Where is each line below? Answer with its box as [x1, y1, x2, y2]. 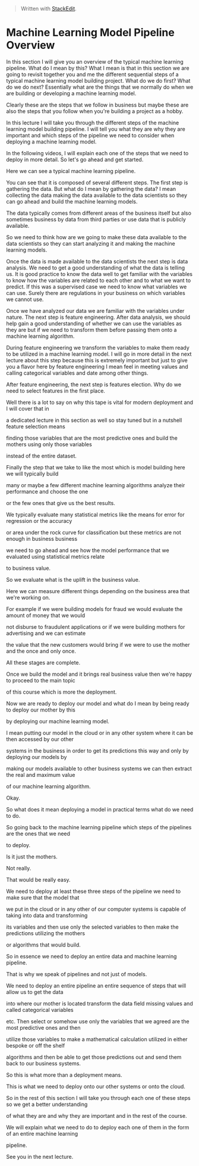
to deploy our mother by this [6, 706, 75, 713]
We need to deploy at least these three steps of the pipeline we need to [6, 888, 181, 895]
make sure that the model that [6, 894, 80, 901]
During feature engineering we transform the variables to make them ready [6, 344, 190, 351]
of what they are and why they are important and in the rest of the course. [6, 1112, 187, 1119]
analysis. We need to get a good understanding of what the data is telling [6, 264, 185, 271]
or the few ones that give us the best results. [6, 499, 116, 506]
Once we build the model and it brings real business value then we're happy [6, 670, 192, 678]
